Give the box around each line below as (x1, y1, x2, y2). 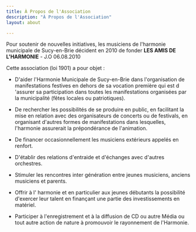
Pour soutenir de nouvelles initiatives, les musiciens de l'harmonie (6, 41, 166, 48)
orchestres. (14, 160, 43, 167)
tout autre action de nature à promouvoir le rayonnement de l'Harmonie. (14, 219, 190, 226)
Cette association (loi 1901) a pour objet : (6, 65, 105, 72)
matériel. (14, 201, 36, 209)
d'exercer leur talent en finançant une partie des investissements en (14, 195, 180, 203)
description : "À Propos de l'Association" (6, 14, 112, 20)
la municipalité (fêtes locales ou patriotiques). (14, 95, 125, 102)
